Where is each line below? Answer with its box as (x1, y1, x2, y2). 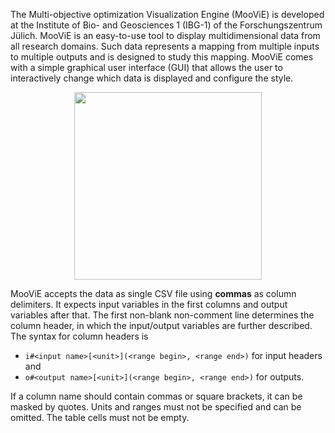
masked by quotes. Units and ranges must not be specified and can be (10, 401, 302, 413)
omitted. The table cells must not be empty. (10, 412, 190, 423)
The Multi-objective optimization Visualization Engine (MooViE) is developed (10, 9, 325, 20)
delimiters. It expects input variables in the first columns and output (10, 299, 288, 310)
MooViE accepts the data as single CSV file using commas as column (10, 288, 297, 299)
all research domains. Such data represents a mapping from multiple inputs (10, 40, 320, 52)
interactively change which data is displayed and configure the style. (10, 72, 294, 84)
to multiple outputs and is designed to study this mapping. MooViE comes (10, 51, 314, 63)
